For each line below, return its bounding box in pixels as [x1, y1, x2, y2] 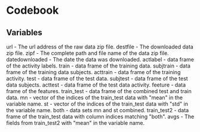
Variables [6, 27, 43, 38]
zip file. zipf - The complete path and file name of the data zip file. [6, 50, 169, 57]
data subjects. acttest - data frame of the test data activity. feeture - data [6, 81, 186, 88]
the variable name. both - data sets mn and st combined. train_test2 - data [6, 107, 189, 113]
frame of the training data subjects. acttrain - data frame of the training [6, 69, 181, 75]
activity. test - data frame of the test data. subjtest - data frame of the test [6, 75, 188, 82]
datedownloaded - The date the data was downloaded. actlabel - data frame [6, 56, 195, 63]
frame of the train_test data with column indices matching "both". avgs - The [6, 113, 195, 120]
